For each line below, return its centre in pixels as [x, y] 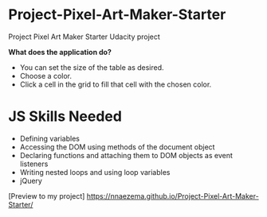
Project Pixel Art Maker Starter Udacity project [84, 37]
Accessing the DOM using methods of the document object [117, 147]
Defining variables [49, 138]
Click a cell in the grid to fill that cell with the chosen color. [116, 84]
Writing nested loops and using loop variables [95, 172]
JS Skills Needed [65, 116]
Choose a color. [45, 76]
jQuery [31, 180]
